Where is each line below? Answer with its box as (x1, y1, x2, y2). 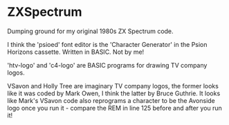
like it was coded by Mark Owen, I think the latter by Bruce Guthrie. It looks (7, 89, 221, 97)
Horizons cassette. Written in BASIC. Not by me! (7, 48, 145, 56)
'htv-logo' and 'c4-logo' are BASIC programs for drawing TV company (7, 61, 208, 69)
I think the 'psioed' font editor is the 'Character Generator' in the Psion (7, 40, 208, 48)
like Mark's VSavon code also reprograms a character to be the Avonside (7, 96, 216, 104)
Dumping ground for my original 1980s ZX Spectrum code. (7, 27, 174, 35)
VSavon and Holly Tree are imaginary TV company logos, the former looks (7, 81, 219, 90)
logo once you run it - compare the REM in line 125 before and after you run (7, 104, 223, 112)
